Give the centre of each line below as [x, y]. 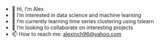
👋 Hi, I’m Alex [28, 9]
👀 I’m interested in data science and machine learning [76, 15]
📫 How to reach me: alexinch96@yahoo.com [67, 34]
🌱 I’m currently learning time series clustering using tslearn [83, 21]
